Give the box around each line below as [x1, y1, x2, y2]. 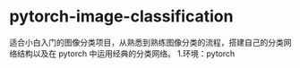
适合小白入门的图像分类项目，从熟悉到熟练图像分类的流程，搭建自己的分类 [9, 37, 284, 47]
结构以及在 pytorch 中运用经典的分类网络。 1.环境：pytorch [16, 47, 236, 59]
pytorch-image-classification [9, 6, 234, 27]
